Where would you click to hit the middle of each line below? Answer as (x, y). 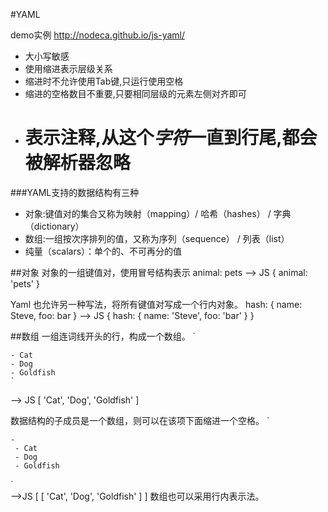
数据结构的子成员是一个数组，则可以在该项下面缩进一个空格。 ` (140, 420)
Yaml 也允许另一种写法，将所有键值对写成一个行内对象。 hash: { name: (156, 304)
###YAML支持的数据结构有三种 (75, 192)
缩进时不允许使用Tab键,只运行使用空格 (104, 81)
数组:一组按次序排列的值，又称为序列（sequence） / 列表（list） (157, 238)
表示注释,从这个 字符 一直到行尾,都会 (171, 138)
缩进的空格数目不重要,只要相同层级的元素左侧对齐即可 (135, 93)
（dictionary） (54, 226)
